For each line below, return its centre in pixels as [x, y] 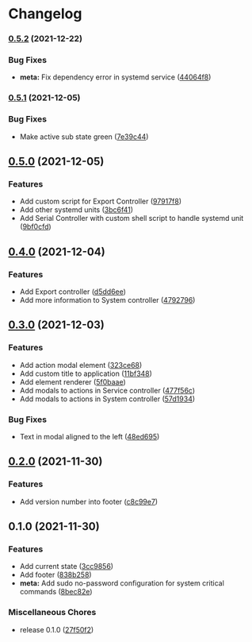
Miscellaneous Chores [52, 613]
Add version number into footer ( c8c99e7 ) [89, 501]
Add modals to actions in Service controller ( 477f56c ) [107, 390]
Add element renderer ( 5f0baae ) [73, 381]
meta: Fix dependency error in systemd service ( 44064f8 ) [115, 77]
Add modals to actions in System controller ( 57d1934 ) [107, 399]
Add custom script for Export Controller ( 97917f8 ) [101, 201]
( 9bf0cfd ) [35, 226]
